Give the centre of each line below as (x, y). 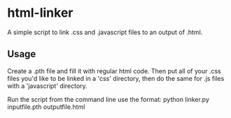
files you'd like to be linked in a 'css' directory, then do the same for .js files (116, 78)
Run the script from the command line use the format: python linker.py (108, 99)
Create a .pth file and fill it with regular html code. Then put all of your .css (114, 71)
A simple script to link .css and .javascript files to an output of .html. (105, 32)
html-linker (40, 13)
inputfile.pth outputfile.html (46, 107)
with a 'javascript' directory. (47, 86)
